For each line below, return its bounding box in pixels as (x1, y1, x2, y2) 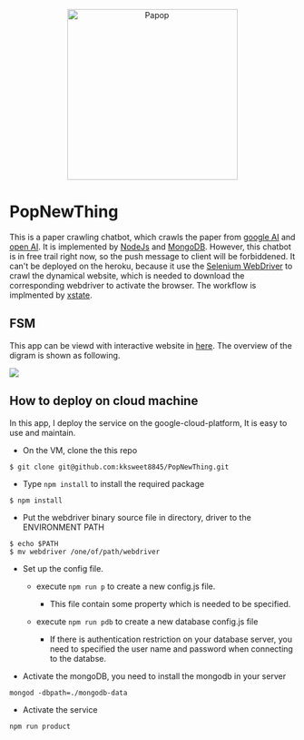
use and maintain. (9, 427, 76, 438)
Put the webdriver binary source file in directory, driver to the (22, 512, 251, 522)
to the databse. (49, 653, 107, 664)
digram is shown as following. (9, 350, 121, 360)
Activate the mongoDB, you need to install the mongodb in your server (22, 670, 287, 682)
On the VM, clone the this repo (22, 444, 138, 455)
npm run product (9, 722, 71, 731)
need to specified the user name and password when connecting (49, 643, 293, 654)
